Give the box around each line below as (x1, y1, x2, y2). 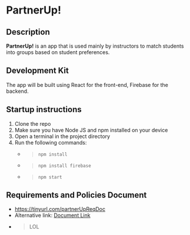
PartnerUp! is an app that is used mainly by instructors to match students (6, 42, 184, 49)
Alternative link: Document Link (14, 212, 91, 219)
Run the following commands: (14, 139, 87, 146)
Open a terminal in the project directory (14, 133, 111, 140)
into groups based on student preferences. (6, 49, 110, 56)
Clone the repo (14, 120, 51, 127)
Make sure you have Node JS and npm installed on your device (14, 126, 168, 133)
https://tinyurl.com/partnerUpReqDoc (14, 206, 106, 213)
